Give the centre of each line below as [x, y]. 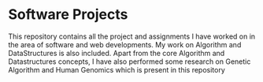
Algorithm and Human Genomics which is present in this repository [117, 69]
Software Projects [68, 15]
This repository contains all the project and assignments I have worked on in [132, 36]
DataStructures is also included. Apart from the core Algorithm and [117, 53]
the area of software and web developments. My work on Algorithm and [125, 44]
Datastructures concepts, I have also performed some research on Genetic [130, 61]
